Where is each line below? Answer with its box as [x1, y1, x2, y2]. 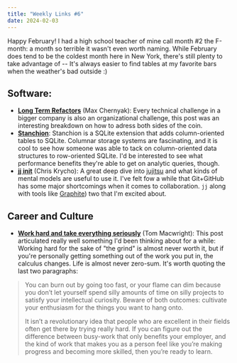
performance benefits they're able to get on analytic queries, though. [17, 159, 220, 168]
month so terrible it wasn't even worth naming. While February [34, 44, 218, 53]
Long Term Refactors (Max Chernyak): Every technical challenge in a [17, 106, 221, 115]
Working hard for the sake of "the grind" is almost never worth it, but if [17, 244, 224, 253]
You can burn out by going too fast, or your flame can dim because [24, 280, 221, 289]
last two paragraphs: [17, 267, 78, 275]
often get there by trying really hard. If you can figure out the [24, 325, 203, 333]
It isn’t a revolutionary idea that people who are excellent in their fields [24, 317, 231, 326]
